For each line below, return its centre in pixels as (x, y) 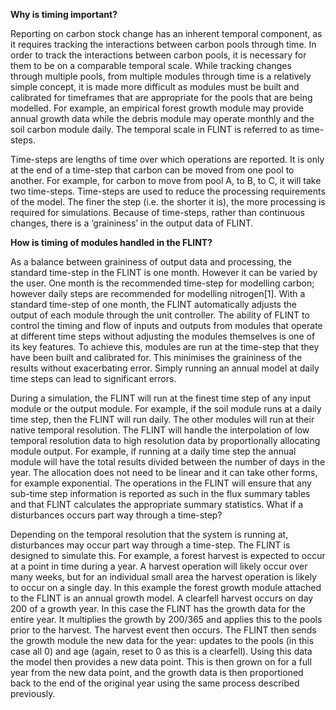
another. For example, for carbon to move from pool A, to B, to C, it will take (166, 180)
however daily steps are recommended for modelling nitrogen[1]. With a (158, 293)
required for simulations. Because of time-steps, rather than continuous (157, 212)
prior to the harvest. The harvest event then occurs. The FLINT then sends (163, 630)
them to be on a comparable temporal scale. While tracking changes (151, 65)
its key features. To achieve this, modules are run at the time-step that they (165, 347)
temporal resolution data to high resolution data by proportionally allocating (165, 440)
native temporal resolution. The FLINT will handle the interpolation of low (160, 430)
